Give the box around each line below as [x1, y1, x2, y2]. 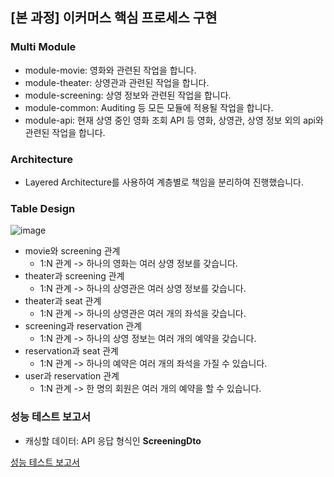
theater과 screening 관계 [24, 270, 125, 282]
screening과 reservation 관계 [24, 320, 143, 332]
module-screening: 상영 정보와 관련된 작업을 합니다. [24, 89, 232, 101]
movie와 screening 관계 [24, 245, 121, 257]
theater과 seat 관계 [24, 295, 102, 307]
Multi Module [10, 40, 77, 54]
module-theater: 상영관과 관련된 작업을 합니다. [24, 76, 210, 88]
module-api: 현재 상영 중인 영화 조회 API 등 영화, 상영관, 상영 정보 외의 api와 [24, 114, 324, 126]
